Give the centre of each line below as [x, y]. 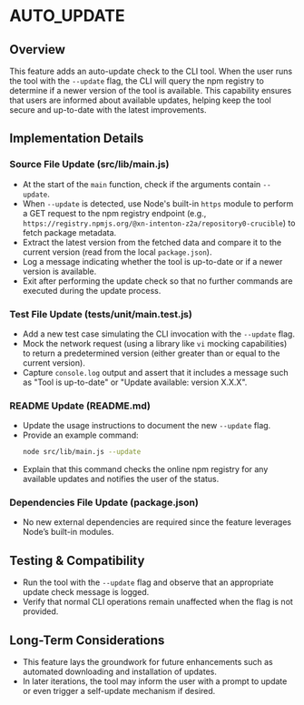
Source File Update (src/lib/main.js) [89, 165]
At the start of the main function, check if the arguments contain [142, 184]
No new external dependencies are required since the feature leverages [157, 522]
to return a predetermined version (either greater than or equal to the [151, 353]
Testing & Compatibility [77, 560]
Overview [38, 50]
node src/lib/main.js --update [82, 452]
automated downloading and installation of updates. [120, 672]
